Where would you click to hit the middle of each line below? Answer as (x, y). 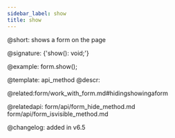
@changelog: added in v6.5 (46, 127)
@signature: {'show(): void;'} (48, 53)
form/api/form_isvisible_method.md (58, 114)
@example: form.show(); (42, 66)
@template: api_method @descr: (54, 79)
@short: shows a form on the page (56, 39)
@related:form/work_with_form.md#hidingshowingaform (87, 93)
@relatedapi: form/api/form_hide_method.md (71, 106)
